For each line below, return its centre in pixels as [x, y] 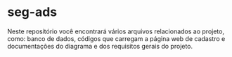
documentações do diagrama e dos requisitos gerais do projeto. [100, 46]
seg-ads [32, 12]
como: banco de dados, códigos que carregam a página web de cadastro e [116, 38]
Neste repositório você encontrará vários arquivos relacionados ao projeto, [116, 31]
